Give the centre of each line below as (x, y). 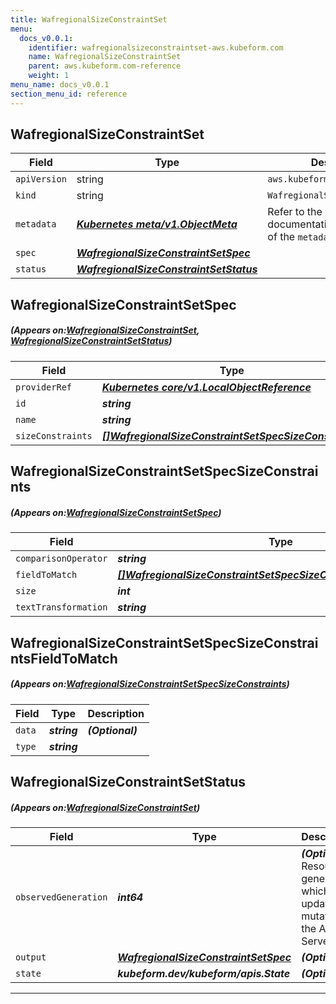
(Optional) (112, 730)
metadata (36, 224)
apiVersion (41, 179)
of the (281, 237)
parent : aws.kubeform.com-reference (105, 66)
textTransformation (61, 607)
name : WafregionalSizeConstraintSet (105, 57)
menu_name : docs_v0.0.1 (60, 85)
